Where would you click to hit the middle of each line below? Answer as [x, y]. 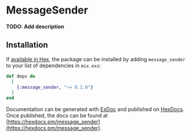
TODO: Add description [35, 26]
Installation [27, 45]
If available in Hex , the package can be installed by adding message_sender [96, 59]
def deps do [21, 76]
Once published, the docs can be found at [57, 116]
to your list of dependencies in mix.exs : [53, 65]
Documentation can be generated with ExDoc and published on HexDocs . [95, 109]
